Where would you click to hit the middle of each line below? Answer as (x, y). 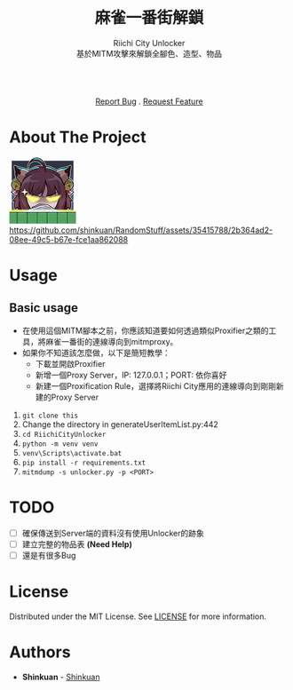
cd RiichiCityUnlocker (64, 434)
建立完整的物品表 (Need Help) (77, 544)
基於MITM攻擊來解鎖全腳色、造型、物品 (149, 53)
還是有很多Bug (49, 555)
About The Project (78, 137)
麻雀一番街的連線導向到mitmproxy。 (112, 341)
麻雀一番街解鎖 (149, 18)
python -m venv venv (60, 444)
